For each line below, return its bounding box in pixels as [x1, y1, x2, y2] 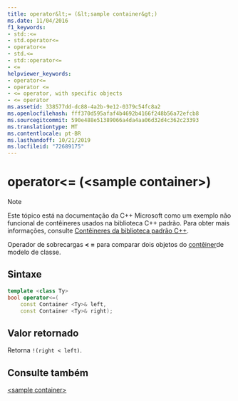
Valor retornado [7, 327, 79, 339]
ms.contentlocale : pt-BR [7, 130, 81, 137]
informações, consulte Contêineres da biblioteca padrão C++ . [7, 226, 189, 235]
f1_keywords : [7, 24, 46, 31]
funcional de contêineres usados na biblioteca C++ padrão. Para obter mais [7, 219, 230, 228]
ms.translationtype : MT [7, 123, 78, 131]
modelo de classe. [7, 248, 62, 257]
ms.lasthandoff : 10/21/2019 [7, 136, 91, 143]
